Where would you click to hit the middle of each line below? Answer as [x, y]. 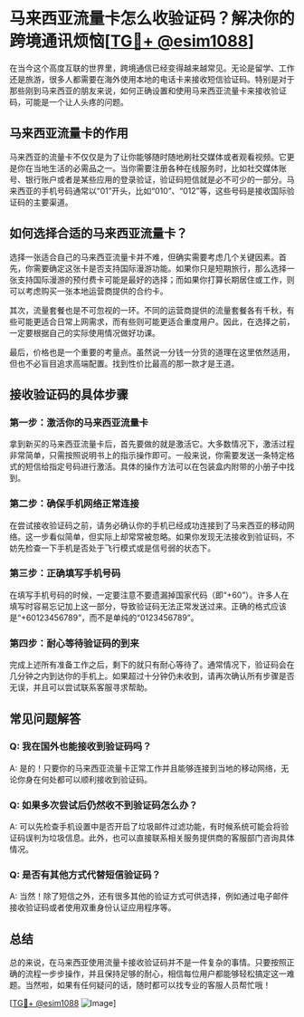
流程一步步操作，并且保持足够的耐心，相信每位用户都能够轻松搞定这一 [156, 974]
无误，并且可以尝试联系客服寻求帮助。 [81, 687]
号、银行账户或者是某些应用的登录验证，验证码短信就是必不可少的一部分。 [148, 179]
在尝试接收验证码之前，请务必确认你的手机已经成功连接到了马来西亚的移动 [148, 525]
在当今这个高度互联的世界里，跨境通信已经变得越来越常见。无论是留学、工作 [152, 68]
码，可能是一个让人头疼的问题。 [69, 101]
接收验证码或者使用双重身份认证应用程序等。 [93, 907]
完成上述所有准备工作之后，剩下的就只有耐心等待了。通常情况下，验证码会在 [152, 665]
